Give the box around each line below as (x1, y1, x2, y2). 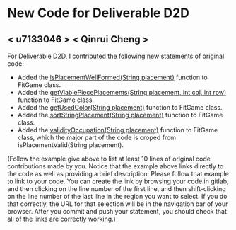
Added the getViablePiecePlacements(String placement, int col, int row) (17, 88, 227, 96)
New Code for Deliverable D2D (7, 5, 189, 21)
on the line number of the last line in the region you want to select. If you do (7, 192, 228, 200)
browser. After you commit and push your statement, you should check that (7, 207, 228, 215)
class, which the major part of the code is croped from (17, 133, 177, 142)
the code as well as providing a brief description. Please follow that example (7, 170, 230, 178)
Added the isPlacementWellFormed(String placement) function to (17, 73, 208, 81)
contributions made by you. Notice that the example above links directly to (7, 162, 224, 171)
